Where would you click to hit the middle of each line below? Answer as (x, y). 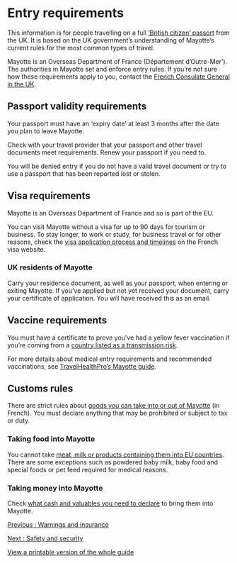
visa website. (27, 249)
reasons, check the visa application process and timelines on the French (113, 242)
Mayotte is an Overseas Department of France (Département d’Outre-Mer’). (117, 61)
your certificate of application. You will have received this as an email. (109, 298)
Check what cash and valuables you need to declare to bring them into (110, 503)
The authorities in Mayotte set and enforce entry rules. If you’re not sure (112, 69)
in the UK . (22, 84)
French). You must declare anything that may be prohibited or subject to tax (117, 413)
